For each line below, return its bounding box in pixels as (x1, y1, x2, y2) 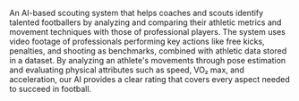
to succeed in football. (9, 84, 92, 94)
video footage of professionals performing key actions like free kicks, (9, 36, 266, 46)
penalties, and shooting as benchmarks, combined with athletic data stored (9, 46, 287, 56)
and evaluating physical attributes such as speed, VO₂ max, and (9, 64, 244, 75)
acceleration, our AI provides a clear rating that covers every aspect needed (9, 74, 291, 84)
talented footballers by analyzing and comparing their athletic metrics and (9, 17, 282, 28)
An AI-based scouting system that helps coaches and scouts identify (9, 8, 264, 18)
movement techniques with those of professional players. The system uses (9, 27, 286, 37)
